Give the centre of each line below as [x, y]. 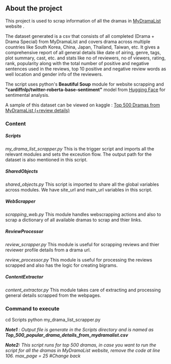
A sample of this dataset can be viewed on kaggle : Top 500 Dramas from [83, 105]
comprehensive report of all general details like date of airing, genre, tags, [83, 52]
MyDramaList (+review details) [38, 110]
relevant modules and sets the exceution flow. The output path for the [79, 154]
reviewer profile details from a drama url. [48, 250]
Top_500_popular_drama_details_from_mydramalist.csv [67, 335]
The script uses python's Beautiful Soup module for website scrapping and [85, 84]
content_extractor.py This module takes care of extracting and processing [83, 290]
